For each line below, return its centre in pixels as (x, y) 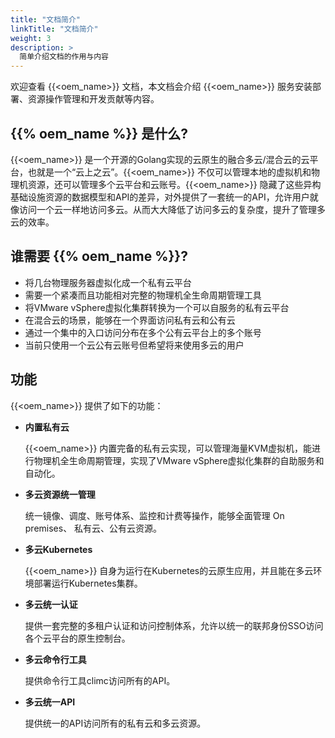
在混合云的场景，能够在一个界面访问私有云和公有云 (130, 320)
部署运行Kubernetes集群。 (88, 583)
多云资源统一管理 (60, 494)
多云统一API (50, 702)
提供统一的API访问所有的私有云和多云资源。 (115, 723)
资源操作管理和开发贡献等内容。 (93, 99)
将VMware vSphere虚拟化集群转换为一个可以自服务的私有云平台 (157, 307)
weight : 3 (31, 38)
